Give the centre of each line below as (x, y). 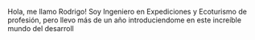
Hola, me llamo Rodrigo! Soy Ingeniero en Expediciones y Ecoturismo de (127, 12)
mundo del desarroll (41, 28)
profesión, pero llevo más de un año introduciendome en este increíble (125, 20)
